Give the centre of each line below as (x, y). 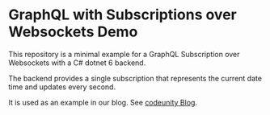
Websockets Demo (73, 32)
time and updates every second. (62, 87)
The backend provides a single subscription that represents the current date (135, 78)
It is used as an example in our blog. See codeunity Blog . (103, 102)
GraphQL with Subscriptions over (122, 15)
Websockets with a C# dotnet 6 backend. (77, 63)
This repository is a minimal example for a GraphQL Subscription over (124, 54)
